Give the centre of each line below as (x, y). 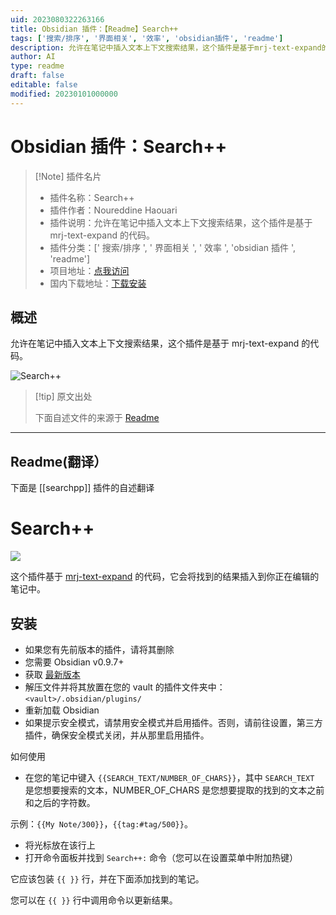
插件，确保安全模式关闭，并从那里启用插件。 (117, 735)
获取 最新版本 (52, 674)
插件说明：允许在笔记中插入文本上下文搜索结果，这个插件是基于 (181, 222)
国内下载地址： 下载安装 (98, 283)
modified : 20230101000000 (64, 94)
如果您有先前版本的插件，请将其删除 (99, 649)
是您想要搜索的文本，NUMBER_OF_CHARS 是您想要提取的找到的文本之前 (174, 790)
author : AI (33, 57)
